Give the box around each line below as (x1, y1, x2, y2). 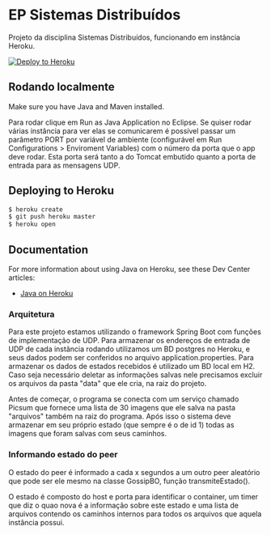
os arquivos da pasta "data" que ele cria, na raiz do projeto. (8, 379, 207, 389)
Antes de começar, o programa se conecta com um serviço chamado (8, 394, 239, 404)
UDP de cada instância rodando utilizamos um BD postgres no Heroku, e (8, 344, 251, 354)
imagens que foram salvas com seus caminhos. (8, 429, 167, 439)
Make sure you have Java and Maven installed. (8, 101, 164, 111)
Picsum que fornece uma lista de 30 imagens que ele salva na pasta (8, 403, 236, 413)
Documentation (8, 243, 89, 257)
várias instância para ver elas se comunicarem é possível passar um (8, 125, 236, 135)
